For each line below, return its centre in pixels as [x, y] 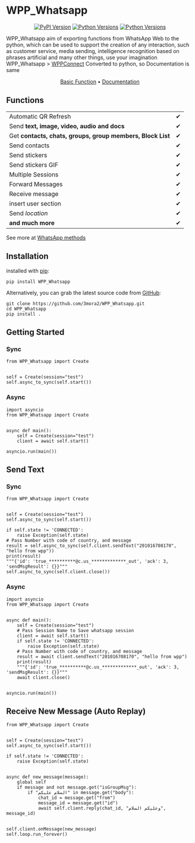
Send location [29, 213]
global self [32, 782]
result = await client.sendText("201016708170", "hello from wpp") [102, 657]
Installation [27, 256]
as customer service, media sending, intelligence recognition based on [93, 51]
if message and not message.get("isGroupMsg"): [77, 788]
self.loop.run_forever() [37, 835]
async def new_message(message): [48, 777]
